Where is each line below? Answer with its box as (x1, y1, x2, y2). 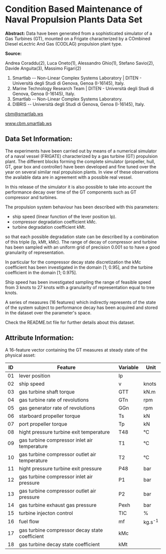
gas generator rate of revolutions (19, 404, 95, 411)
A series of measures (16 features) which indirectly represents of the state (5, 299, 156, 305)
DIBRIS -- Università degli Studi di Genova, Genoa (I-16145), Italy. (12, 101, 145, 107)
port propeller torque (19, 420, 68, 427)
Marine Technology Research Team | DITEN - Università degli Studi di (12, 85, 154, 91)
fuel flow (19, 518, 40, 525)
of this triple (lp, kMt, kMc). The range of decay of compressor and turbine (5, 239, 157, 245)
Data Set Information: (5, 135, 73, 143)
